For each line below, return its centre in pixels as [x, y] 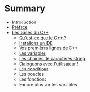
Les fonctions [33, 79]
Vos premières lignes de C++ [48, 48]
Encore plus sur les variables [48, 84]
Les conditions [34, 69]
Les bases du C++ [30, 32]
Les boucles [31, 74]
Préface [20, 27]
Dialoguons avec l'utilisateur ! [49, 64]
